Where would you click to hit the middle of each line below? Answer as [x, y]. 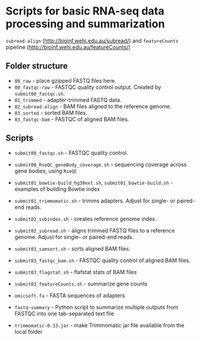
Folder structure [37, 66]
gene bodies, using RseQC [46, 171]
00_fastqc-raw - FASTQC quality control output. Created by [88, 87]
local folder [28, 332]
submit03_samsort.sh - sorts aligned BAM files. [72, 248]
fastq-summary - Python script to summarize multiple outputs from [96, 307]
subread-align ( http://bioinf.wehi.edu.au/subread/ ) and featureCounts [92, 40]
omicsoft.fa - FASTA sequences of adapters [69, 295]
